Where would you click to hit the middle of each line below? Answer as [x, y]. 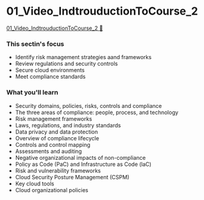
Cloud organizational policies [52, 190]
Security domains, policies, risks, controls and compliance [89, 105]
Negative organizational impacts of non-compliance [80, 157]
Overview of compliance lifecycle [57, 138]
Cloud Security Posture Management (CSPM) [72, 177]
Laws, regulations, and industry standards [68, 125]
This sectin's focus [35, 44]
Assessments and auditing [49, 151]
